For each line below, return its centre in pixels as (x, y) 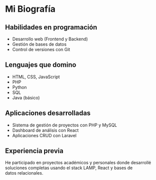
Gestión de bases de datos (39, 44)
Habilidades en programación (51, 27)
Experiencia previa (34, 151)
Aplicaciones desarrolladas (48, 113)
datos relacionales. (24, 173)
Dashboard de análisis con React (45, 130)
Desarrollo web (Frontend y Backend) (50, 39)
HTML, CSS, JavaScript (36, 77)
